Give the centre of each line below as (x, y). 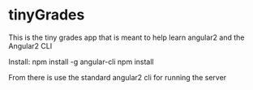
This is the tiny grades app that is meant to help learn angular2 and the (126, 37)
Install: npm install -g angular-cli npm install (81, 62)
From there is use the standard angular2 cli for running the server (118, 77)
